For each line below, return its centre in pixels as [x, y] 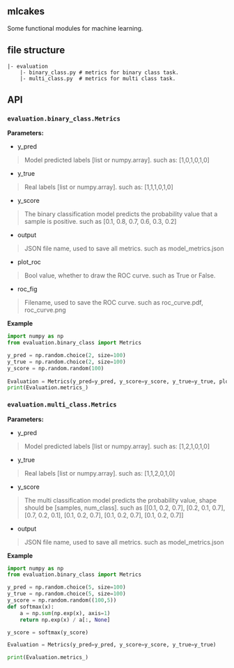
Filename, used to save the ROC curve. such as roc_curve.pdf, [114, 303]
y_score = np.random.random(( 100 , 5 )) [62, 600]
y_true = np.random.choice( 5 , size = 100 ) [67, 594]
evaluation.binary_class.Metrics [64, 119]
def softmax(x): [31, 607]
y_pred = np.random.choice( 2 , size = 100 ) [67, 356]
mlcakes [26, 12]
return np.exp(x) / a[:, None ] [65, 620]
